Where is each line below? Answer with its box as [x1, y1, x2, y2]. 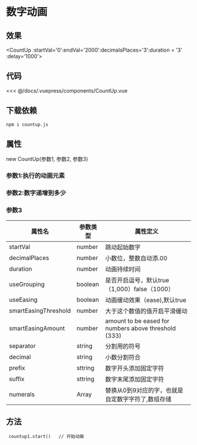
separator [9, 342, 36, 350]
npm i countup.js [6, 122, 49, 127]
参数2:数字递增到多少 [6, 189, 66, 197]
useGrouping [9, 280, 45, 288]
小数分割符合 [105, 353, 141, 361]
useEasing [9, 295, 38, 304]
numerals [9, 390, 35, 398]
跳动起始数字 [105, 243, 141, 251]
